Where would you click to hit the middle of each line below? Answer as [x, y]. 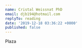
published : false [23, 28]
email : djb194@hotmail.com [33, 14]
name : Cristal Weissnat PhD [34, 9]
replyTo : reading [23, 18]
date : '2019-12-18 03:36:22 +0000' [41, 23]
